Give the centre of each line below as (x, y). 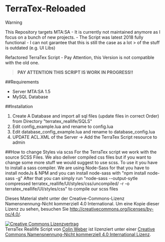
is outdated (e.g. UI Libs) (30, 48)
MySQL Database (30, 97)
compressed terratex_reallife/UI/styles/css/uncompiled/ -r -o (67, 183)
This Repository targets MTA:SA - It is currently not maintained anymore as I (83, 32)
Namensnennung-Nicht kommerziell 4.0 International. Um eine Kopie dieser (82, 203)
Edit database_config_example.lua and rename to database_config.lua (83, 131)
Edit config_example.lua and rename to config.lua (63, 126)
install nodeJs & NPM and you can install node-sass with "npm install (76, 173)
